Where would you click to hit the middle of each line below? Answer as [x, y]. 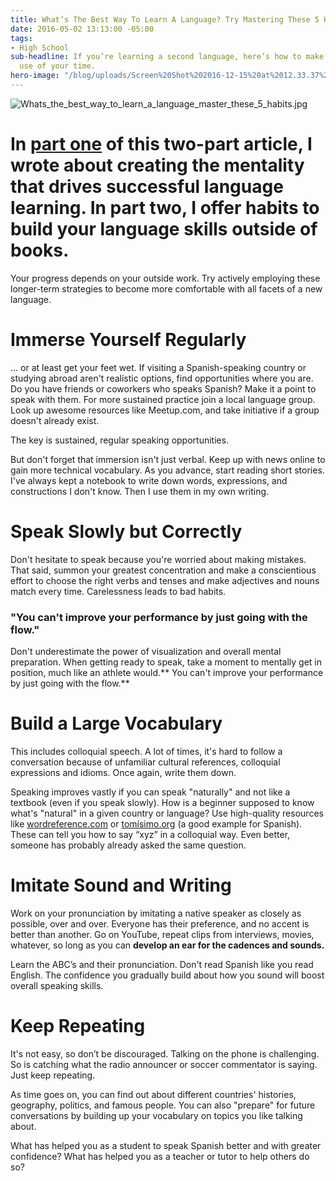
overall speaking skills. [57, 985]
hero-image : [35, 76]
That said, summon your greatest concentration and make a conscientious [163, 570]
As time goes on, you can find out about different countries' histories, [153, 1094]
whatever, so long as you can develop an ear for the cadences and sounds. [167, 945]
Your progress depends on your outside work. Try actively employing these [165, 278]
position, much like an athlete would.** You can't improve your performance [167, 672]
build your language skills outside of [164, 229]
